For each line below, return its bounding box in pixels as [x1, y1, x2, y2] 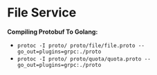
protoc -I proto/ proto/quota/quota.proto [17, 55, 142, 63]
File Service [7, 5, 77, 21]
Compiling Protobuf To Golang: [7, 28, 98, 36]
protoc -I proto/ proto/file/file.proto [17, 42, 136, 49]
